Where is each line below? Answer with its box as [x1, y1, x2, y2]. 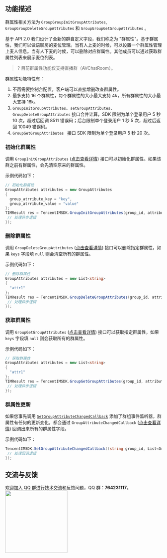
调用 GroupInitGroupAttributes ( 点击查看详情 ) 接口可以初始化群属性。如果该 [5, 156, 162, 162]
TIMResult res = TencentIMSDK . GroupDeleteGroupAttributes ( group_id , [5, 295, 150, 300]
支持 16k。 [16, 99, 38, 105]
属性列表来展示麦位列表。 [5, 54, 58, 60]
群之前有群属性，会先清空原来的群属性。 [5, 162, 88, 168]
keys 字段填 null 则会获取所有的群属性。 [5, 335, 88, 341]
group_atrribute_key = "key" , [9, 196, 72, 201]
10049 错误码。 [18, 124, 50, 130]
